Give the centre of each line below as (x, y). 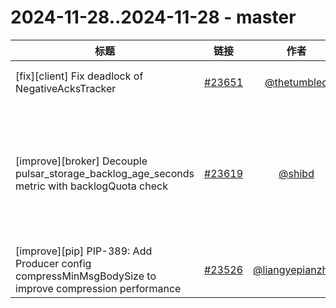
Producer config (53, 263)
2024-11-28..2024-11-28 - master (153, 17)
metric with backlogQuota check (91, 186)
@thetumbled (296, 82)
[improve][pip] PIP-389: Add (84, 251)
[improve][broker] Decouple (81, 161)
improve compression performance (98, 288)
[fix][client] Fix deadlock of (79, 76)
